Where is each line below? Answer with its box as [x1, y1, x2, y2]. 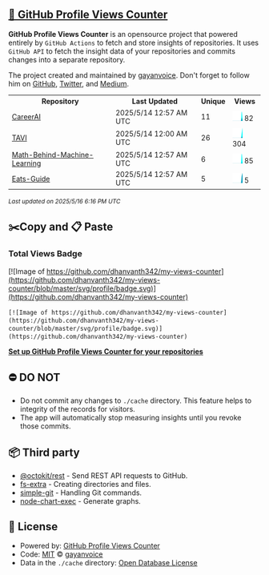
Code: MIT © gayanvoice [19, 549, 103, 559]
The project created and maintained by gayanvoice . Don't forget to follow [8, 70, 250, 80]
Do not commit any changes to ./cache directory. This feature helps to [19, 396, 252, 405]
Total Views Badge [8, 248, 82, 259]
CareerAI [11, 112, 42, 122]
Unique [201, 97, 226, 107]
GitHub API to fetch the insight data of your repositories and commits [8, 46, 236, 56]
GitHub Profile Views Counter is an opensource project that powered [8, 29, 239, 38]
